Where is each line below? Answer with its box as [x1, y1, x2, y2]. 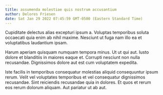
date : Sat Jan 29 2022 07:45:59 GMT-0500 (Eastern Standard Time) [5, 16, 143, 21]
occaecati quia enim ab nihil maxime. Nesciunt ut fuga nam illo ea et [5, 35, 142, 40]
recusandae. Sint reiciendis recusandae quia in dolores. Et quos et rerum [5, 79, 151, 85]
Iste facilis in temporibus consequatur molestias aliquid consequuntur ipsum [5, 69, 159, 75]
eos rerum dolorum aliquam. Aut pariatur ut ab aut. [5, 85, 107, 91]
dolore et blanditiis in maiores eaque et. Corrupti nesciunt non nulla [5, 55, 140, 60]
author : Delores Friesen [5, 12, 56, 17]
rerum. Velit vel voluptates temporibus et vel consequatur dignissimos [5, 74, 145, 80]
